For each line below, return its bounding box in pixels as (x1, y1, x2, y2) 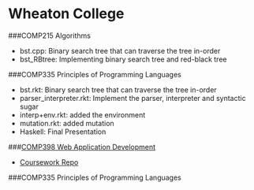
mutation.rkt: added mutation (19, 118, 114, 128)
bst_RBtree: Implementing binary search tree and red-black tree (19, 54, 227, 64)
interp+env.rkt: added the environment (19, 110, 146, 119)
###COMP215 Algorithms (8, 31, 91, 40)
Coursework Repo (19, 157, 79, 166)
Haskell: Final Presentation (19, 127, 106, 136)
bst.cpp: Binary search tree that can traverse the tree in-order (19, 46, 221, 55)
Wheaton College (8, 5, 125, 23)
